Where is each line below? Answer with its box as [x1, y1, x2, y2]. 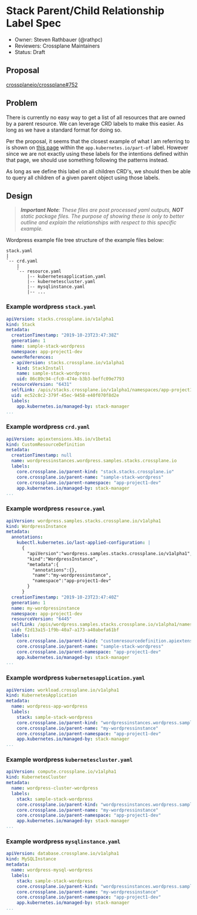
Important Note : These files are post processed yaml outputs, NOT [20, 207, 184, 214]
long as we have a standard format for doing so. [6, 126, 122, 133]
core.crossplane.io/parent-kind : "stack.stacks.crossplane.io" [16, 469, 175, 475]
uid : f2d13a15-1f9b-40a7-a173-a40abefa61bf [11, 627, 119, 633]
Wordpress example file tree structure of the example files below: [6, 237, 164, 244]
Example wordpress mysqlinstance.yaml [6, 837, 121, 846]
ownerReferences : [11, 354, 54, 360]
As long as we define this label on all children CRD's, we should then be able [6, 167, 191, 174]
